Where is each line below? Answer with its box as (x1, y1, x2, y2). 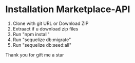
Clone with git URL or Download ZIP (12, 20, 89, 26)
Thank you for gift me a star (5, 52, 64, 58)
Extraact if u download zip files (12, 25, 79, 31)
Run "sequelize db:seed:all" (12, 42, 72, 48)
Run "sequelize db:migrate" (12, 37, 71, 43)
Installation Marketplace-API (5, 4, 130, 15)
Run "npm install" (12, 31, 50, 37)
